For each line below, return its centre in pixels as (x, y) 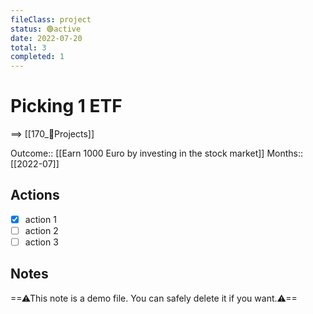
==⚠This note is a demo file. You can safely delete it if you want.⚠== (154, 298)
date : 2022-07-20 (46, 38)
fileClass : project (51, 19)
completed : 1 (37, 57)
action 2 (41, 230)
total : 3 (28, 47)
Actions (35, 195)
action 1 (40, 219)
